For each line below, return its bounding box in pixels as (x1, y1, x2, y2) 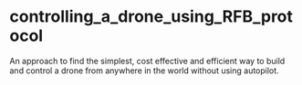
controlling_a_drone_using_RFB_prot (9, 6, 294, 27)
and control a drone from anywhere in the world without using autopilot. (9, 65, 280, 76)
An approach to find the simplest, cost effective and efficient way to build (9, 55, 286, 66)
